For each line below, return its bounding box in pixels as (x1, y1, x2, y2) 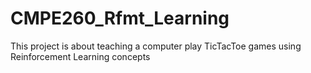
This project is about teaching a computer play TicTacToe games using (10, 40, 302, 52)
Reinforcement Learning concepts (10, 50, 151, 62)
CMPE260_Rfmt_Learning (10, 7, 230, 30)
